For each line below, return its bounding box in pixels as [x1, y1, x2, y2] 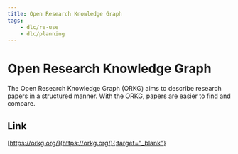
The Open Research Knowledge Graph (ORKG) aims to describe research [7, 84, 222, 93]
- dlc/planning [20, 30, 65, 38]
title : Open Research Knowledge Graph [7, 10, 122, 18]
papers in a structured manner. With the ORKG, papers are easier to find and [7, 92, 231, 100]
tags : [7, 17, 23, 24]
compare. [7, 99, 36, 108]
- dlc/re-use [20, 23, 59, 31]
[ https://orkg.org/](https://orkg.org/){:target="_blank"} [7, 139, 167, 147]
